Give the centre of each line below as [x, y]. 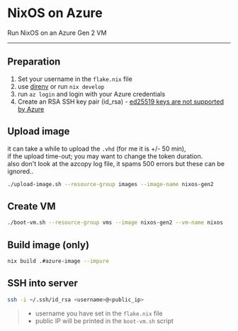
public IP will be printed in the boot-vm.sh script [104, 320]
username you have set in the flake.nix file [99, 313]
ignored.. [21, 171]
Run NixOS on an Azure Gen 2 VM [57, 33]
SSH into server [42, 283]
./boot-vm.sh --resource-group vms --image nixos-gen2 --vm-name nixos [115, 223]
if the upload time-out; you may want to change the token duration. [105, 156]
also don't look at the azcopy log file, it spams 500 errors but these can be [116, 163]
